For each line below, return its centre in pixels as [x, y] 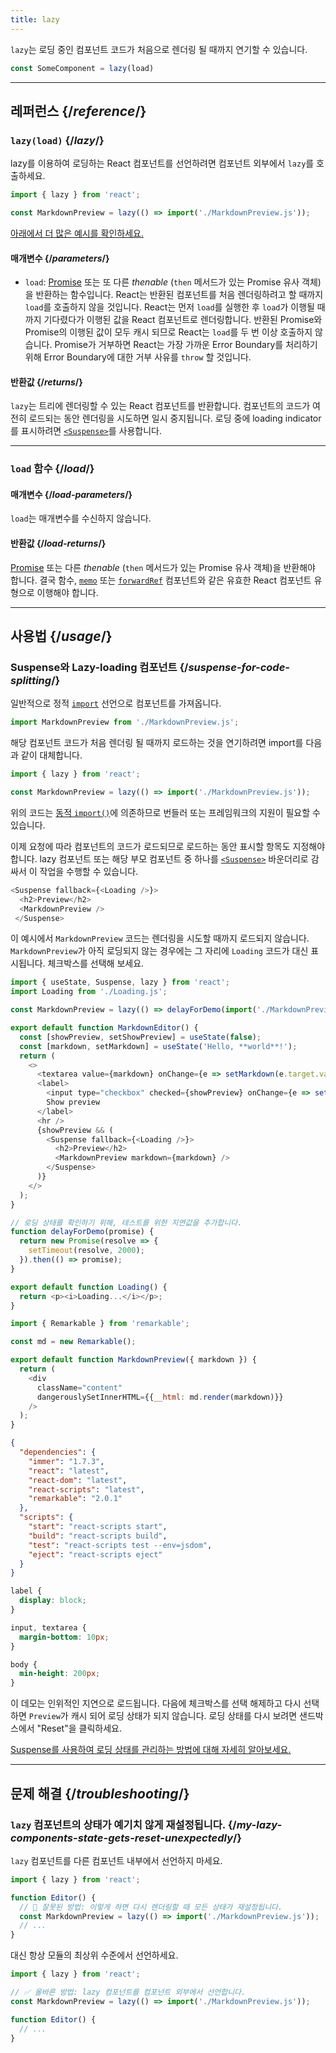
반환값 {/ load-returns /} [58, 543]
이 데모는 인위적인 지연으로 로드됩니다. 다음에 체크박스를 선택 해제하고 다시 [156, 1703]
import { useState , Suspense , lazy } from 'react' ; [120, 982]
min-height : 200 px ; [60, 1674]
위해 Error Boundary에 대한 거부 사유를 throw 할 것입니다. [138, 357]
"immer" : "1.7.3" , [66, 1461]
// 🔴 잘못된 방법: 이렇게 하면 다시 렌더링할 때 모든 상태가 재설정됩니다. [151, 1907]
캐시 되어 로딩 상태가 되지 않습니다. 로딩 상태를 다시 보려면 [184, 1716]
